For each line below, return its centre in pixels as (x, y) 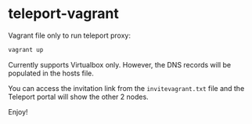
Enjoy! (18, 111)
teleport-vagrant (64, 14)
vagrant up (26, 49)
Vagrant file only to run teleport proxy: (70, 35)
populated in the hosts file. (51, 73)
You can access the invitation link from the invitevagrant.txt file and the (126, 88)
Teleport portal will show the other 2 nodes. (78, 97)
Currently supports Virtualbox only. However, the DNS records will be (120, 64)
